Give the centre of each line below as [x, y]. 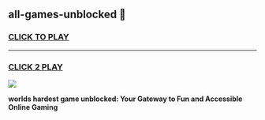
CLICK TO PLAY [39, 37]
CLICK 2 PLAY [35, 66]
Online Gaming [33, 107]
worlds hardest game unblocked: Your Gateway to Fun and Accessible [125, 99]
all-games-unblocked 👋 [67, 15]
